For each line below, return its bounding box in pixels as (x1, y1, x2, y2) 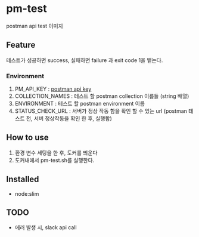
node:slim (14, 190, 39, 197)
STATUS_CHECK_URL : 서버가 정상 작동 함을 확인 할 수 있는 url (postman (14, 107, 188, 115)
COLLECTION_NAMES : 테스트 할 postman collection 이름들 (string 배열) (14, 93, 189, 100)
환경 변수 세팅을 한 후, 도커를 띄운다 (14, 149, 98, 156)
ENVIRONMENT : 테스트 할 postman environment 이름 (14, 100, 145, 107)
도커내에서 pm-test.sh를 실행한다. (14, 156, 95, 164)
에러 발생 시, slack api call (14, 224, 77, 231)
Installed (6, 174, 39, 184)
